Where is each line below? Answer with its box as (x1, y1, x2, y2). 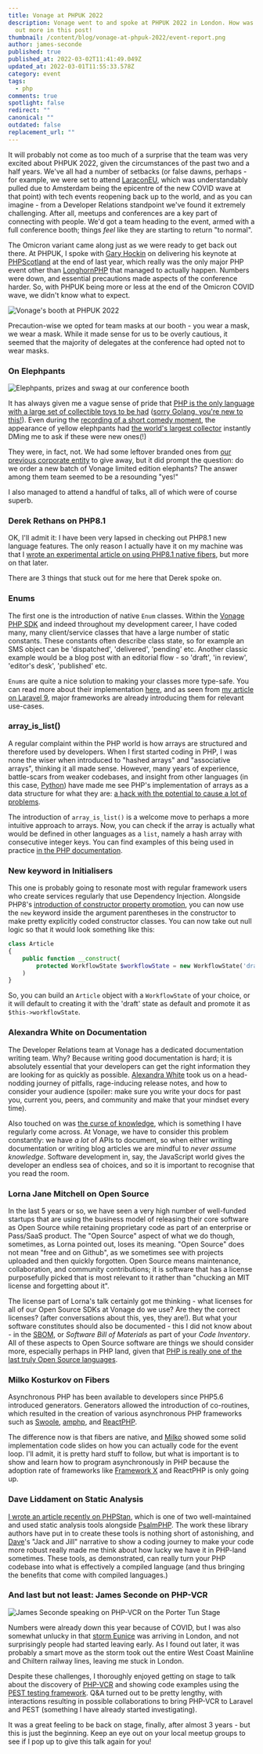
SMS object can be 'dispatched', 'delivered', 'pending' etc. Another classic (8, 644, 248, 654)
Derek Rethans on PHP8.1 (8, 515, 106, 526)
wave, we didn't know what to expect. (8, 290, 131, 299)
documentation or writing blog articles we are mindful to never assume (8, 1144, 236, 1153)
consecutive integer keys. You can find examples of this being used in (8, 837, 234, 847)
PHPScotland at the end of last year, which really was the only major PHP (8, 257, 244, 266)
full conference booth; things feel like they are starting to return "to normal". (8, 225, 253, 234)
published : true (8, 48, 61, 56)
